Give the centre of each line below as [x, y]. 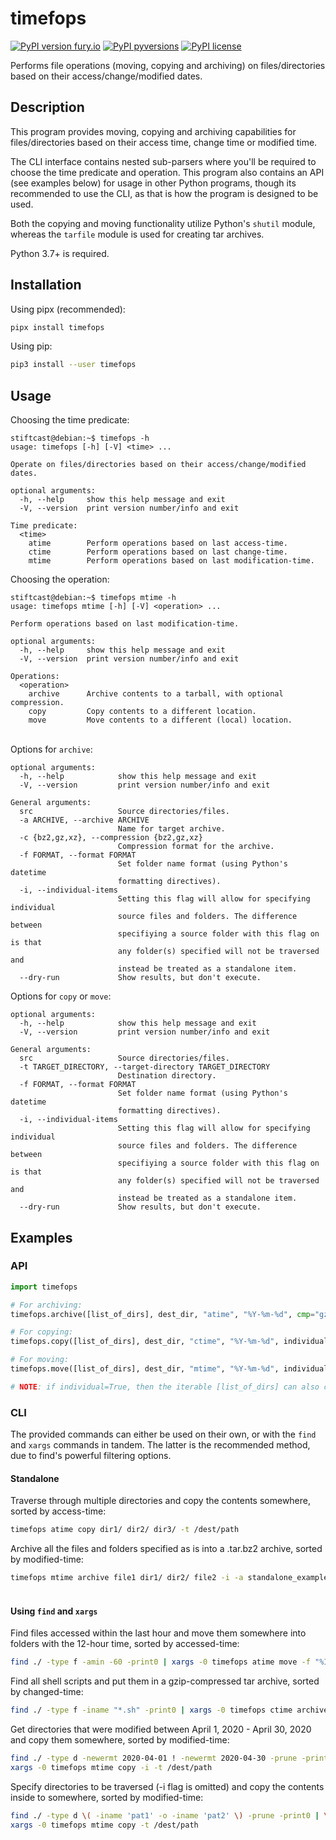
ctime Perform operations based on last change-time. [158, 552]
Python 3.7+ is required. [60, 253]
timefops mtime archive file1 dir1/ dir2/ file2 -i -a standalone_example [169, 1578]
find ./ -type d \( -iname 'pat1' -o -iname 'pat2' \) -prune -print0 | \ [169, 1815]
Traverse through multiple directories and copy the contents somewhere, [161, 1501]
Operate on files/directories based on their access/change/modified [158, 465]
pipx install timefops [57, 327]
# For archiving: [46, 1305]
